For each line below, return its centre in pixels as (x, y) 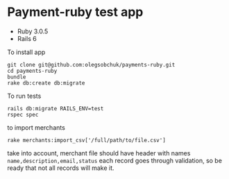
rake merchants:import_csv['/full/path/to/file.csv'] (87, 140)
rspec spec (23, 114)
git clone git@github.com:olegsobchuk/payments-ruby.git (91, 65)
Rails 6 (27, 38)
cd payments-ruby (32, 71)
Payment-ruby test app (75, 12)
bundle (17, 77)
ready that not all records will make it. (61, 168)
